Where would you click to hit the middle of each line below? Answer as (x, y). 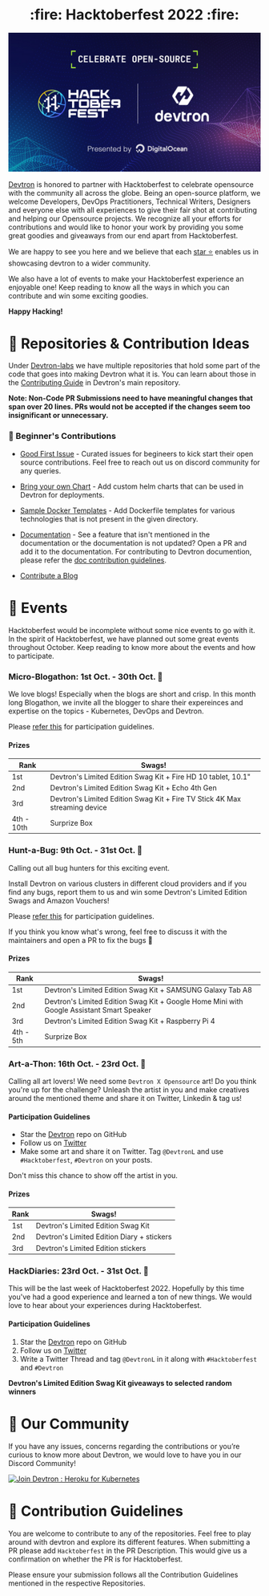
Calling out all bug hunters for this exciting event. (89, 867)
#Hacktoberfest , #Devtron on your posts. (86, 1160)
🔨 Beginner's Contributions (62, 437)
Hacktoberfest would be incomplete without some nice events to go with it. (132, 630)
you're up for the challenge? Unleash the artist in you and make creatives (129, 1090)
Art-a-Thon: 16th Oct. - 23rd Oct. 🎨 (77, 1063)
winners (22, 1391)
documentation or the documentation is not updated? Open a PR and (133, 542)
